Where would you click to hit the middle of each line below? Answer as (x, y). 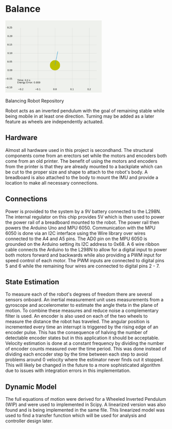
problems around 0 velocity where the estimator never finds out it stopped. (85, 360)
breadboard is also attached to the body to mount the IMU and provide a (82, 177)
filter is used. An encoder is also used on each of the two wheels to (77, 316)
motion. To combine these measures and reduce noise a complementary (82, 310)
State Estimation (32, 282)
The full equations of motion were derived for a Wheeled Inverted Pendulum (86, 399)
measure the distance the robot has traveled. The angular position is (78, 322)
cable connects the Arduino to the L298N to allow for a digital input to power (86, 249)
